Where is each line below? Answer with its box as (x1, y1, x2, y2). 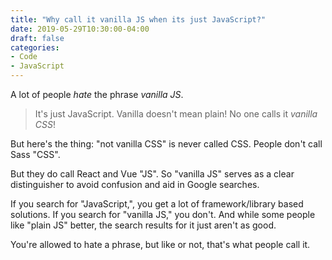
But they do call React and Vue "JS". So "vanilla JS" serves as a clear (10, 168, 295, 180)
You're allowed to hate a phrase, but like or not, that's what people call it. (10, 239, 311, 250)
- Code (10, 52, 38, 62)
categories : (10, 42, 60, 53)
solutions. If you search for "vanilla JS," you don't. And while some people (10, 209, 316, 220)
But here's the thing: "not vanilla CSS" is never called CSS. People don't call (10, 138, 323, 150)
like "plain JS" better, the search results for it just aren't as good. (10, 219, 277, 231)
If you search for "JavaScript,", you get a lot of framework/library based (10, 198, 304, 210)
